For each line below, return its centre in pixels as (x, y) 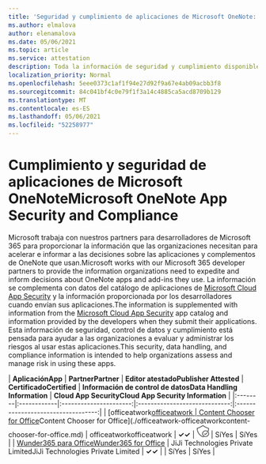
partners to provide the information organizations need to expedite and (124, 271)
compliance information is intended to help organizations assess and (120, 355)
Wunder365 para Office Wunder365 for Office (91, 443)
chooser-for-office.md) (46, 434)
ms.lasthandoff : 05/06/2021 (55, 117)
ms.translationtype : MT (47, 100)
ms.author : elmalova (42, 25)
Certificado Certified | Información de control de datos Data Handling (123, 387)
